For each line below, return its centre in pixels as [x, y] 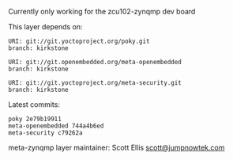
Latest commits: [34, 105]
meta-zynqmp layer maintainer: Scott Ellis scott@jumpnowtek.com [116, 147]
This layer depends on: [45, 27]
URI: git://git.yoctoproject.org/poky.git [79, 41]
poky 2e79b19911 [35, 119]
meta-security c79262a [45, 133]
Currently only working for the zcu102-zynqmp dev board [102, 11]
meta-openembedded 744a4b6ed [56, 126]
